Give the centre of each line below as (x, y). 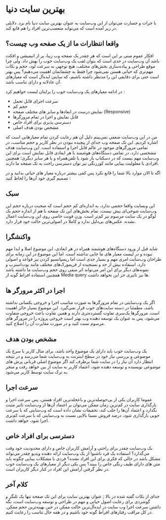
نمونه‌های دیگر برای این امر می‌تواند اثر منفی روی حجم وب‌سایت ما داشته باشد (77, 270)
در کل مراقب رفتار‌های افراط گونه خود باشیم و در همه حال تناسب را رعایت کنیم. (79, 512)
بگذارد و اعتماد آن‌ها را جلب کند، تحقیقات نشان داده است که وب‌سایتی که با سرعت (81, 410)
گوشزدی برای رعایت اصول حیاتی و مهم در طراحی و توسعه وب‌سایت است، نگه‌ (78, 502)
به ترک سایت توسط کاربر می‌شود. (37, 372)
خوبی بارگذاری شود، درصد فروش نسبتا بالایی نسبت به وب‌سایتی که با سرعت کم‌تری (83, 415)
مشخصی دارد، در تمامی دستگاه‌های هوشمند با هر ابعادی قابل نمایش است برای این (81, 152)
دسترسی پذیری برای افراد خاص (42, 122)
